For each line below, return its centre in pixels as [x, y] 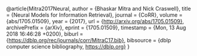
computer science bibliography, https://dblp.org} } [68, 46]
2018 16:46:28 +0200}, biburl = [45, 34]
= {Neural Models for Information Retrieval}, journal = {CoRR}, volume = [95, 15]
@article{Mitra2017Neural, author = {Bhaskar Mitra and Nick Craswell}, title [98, 9]
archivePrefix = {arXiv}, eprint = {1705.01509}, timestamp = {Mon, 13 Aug [96, 27]
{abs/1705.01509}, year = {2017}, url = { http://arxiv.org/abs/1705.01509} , [95, 21]
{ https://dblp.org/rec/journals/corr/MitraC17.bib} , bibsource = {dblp [89, 40]
